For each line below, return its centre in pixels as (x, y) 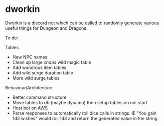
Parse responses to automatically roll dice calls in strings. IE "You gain (84, 113)
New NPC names (30, 57)
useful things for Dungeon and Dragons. (46, 28)
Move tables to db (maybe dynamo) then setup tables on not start (80, 102)
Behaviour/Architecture (29, 87)
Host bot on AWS (30, 108)
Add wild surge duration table (43, 72)
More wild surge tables (36, 78)
